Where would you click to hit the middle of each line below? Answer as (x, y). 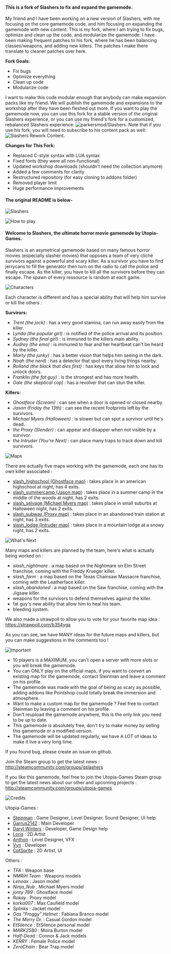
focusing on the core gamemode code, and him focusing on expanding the (84, 24)
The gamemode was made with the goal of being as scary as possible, (87, 687)
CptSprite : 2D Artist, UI (37, 850)
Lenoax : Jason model (36, 881)
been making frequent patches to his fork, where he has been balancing (81, 41)
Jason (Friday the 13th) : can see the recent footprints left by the (81, 407)
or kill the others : (24, 302)
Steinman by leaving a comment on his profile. (62, 709)
